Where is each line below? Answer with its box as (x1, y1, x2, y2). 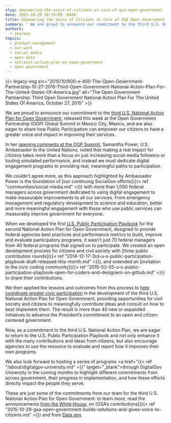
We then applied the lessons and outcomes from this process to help (5, 285, 150, 291)
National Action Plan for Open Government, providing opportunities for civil (5, 296, 163, 302)
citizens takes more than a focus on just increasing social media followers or (5, 152, 165, 158)
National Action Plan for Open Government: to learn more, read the (5, 395, 145, 402)
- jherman (10, 31, 31, 36)
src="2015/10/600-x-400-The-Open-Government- (38, 78, 144, 85)
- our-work (10, 45, 33, 50)
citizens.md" (5, 412, 32, 418)
